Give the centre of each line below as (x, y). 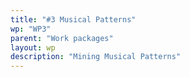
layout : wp (33, 47)
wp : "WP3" (31, 29)
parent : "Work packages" (62, 38)
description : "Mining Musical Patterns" (96, 57)
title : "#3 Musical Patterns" (73, 19)
